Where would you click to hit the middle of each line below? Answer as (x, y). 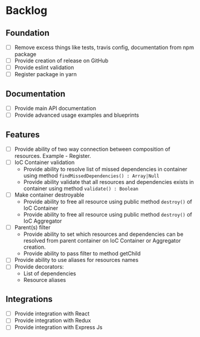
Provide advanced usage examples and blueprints (77, 115)
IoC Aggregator (43, 221)
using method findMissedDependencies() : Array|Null (91, 175)
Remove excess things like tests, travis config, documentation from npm (104, 47)
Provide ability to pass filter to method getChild (82, 254)
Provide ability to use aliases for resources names (76, 260)
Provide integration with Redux (53, 321)
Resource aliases (45, 280)
